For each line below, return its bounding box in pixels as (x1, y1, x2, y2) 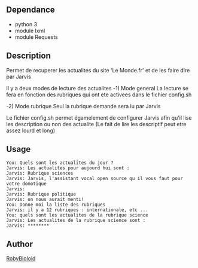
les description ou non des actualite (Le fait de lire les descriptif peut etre (6, 120, 187, 127)
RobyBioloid (6, 255, 36, 262)
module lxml (14, 27, 45, 34)
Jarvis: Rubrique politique (6, 191, 77, 197)
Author (6, 239, 33, 249)
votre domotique (6, 181, 47, 187)
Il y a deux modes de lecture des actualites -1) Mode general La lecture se (6, 84, 188, 92)
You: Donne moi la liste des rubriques (6, 202, 106, 208)
